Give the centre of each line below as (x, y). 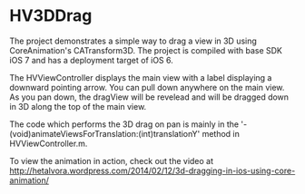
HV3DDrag (51, 16)
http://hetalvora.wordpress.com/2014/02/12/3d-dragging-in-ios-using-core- (152, 170)
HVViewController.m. (49, 143)
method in (221, 133)
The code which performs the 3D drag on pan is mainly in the (124, 124)
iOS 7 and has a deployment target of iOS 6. (92, 60)
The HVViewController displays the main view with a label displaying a (141, 77)
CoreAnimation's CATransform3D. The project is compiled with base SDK (146, 50)
